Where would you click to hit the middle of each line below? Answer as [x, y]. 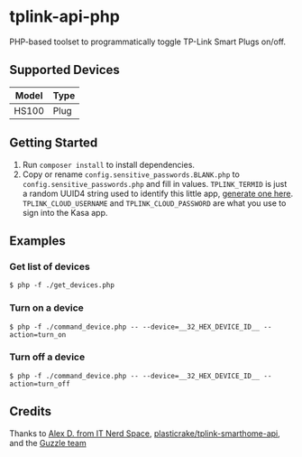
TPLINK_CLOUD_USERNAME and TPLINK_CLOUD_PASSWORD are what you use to [154, 203]
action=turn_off [40, 384]
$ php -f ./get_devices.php [62, 285]
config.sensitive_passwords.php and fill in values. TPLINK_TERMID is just [155, 183]
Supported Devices [64, 70]
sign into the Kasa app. [65, 212]
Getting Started [54, 143]
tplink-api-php [64, 17]
